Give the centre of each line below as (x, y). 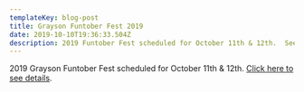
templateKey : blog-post (54, 18)
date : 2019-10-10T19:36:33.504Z (70, 34)
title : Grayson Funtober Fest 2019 (76, 26)
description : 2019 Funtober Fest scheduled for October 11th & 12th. (143, 43)
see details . (31, 78)
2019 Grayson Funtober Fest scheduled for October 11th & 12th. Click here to (152, 69)
